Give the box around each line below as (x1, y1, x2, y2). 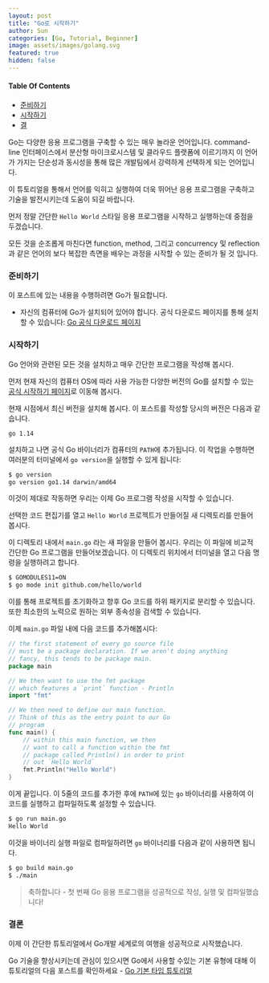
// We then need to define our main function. (8, 706, 167, 714)
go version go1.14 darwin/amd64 (8, 478, 116, 486)
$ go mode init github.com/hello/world (8, 581, 142, 590)
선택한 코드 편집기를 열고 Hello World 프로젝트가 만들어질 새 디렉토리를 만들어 (8, 510, 254, 520)
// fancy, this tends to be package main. (8, 655, 153, 663)
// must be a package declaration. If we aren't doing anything (8, 648, 228, 656)
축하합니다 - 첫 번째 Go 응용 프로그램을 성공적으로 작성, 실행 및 (27, 887, 225, 896)
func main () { (8, 728, 56, 737)
